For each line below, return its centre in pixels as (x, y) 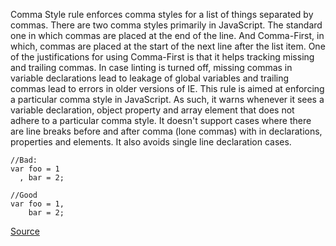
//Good (24, 195)
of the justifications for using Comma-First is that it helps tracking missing (162, 57)
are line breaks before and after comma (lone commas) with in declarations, (166, 131)
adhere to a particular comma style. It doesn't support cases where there (161, 120)
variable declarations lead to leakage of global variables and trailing (150, 78)
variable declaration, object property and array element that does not (152, 110)
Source (25, 231)
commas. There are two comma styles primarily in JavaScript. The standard (166, 25)
